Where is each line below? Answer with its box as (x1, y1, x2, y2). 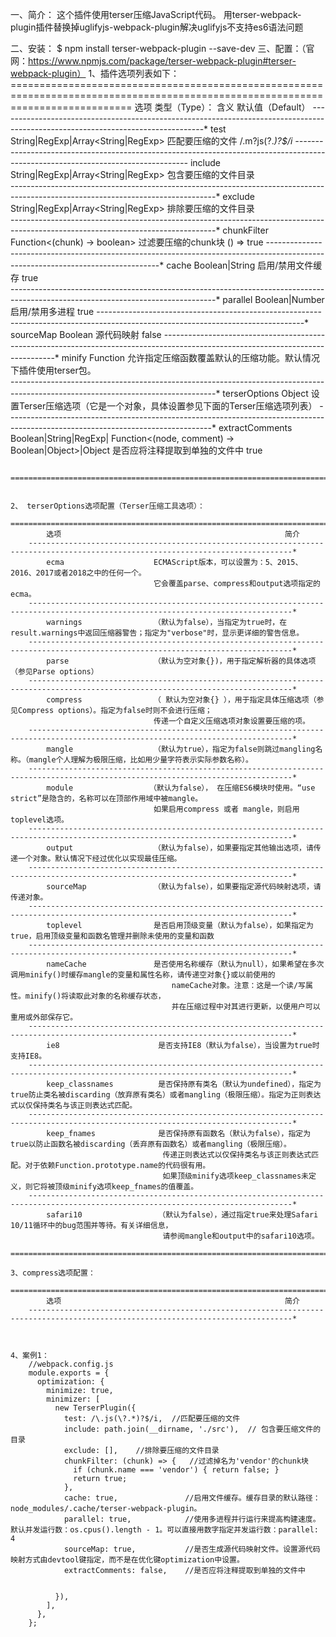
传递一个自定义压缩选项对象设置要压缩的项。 (153, 716, 310, 726)
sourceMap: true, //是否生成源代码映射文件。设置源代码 (63, 1544, 321, 1554)
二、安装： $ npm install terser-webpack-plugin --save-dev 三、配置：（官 (10, 43, 315, 54)
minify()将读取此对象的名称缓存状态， (24, 991, 166, 1001)
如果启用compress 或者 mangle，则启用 (153, 804, 300, 814)
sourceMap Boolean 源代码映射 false (10, 329, 162, 340)
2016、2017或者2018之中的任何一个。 (10, 568, 147, 578)
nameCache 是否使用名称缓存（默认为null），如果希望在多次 (46, 959, 325, 969)
